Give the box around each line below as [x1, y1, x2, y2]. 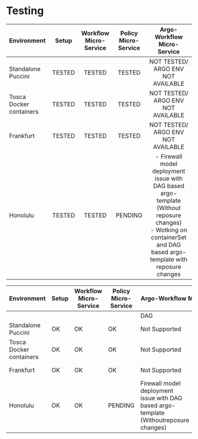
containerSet [151, 233, 187, 241]
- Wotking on [150, 225, 187, 234]
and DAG [156, 240, 181, 248]
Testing [6, 4, 44, 18]
